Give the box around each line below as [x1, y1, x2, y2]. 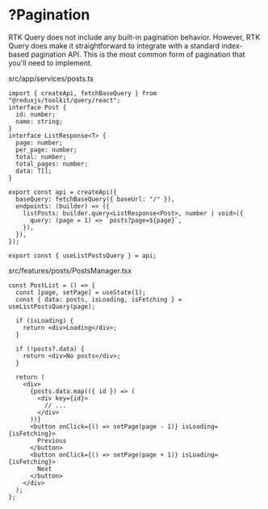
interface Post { [8, 103, 67, 111]
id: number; [15, 111, 57, 119]
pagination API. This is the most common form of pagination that [31, 49, 245, 59]
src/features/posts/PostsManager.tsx [8, 265, 132, 275]
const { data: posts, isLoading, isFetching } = [15, 295, 182, 303]
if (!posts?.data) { [15, 344, 85, 353]
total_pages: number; [15, 160, 89, 168]
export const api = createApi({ [8, 188, 117, 196]
